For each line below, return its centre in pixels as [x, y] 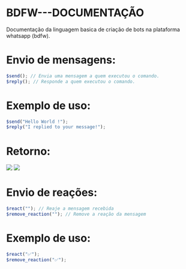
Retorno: [28, 151]
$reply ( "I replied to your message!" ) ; [56, 127]
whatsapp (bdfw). [28, 35]
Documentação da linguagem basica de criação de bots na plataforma [93, 29]
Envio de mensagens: [61, 60]
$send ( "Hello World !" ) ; [37, 122]
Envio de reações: [52, 193]
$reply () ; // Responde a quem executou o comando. [71, 81]
